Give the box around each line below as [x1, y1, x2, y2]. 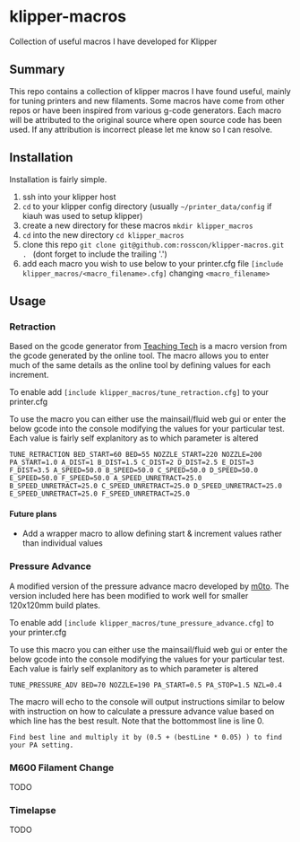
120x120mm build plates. [9, 600, 101, 610]
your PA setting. [9, 741, 74, 750]
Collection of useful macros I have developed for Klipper [9, 36, 218, 47]
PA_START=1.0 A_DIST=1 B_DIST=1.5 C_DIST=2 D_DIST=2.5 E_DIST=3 [9, 458, 254, 468]
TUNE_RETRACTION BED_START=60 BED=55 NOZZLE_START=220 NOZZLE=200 [9, 451, 262, 460]
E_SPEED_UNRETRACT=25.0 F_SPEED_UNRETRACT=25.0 [9, 489, 191, 499]
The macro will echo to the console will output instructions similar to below [9, 696, 285, 706]
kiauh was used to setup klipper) [21, 210, 143, 221]
